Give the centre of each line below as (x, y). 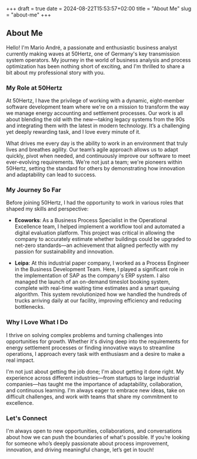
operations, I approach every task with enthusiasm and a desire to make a (96, 354)
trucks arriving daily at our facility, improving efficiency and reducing (98, 301)
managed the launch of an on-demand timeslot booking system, (92, 282)
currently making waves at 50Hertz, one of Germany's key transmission (93, 54)
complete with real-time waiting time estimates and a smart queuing (97, 288)
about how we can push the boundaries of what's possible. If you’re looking (98, 437)
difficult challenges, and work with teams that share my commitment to (92, 397)
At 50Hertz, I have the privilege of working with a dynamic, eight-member (95, 101)
